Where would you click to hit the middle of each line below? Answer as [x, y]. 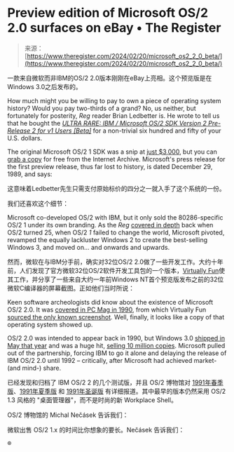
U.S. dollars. [25, 138]
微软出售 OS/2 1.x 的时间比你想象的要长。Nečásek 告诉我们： [96, 430]
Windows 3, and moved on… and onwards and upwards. [89, 247]
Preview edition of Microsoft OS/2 [108, 13]
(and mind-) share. [34, 368]
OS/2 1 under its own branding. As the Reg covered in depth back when [110, 225]
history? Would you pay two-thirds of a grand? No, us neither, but [102, 108]
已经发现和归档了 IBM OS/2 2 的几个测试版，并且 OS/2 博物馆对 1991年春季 [115, 382]
